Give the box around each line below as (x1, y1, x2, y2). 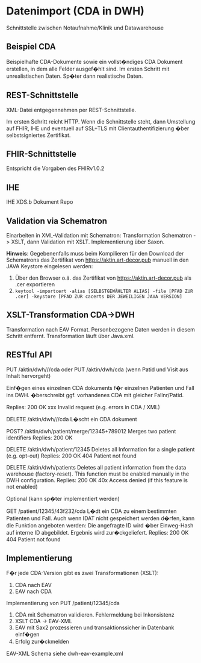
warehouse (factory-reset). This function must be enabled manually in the (6, 470, 190, 477)
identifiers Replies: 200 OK (6, 434, 73, 441)
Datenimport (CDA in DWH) (6, 4, 144, 18)
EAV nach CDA (14, 588, 52, 595)
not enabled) (6, 483, 38, 490)
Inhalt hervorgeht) (6, 372, 51, 379)
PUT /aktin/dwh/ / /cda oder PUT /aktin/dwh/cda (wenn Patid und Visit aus (6, 366, 188, 373)
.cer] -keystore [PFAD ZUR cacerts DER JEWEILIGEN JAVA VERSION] (14, 294, 182, 300)
